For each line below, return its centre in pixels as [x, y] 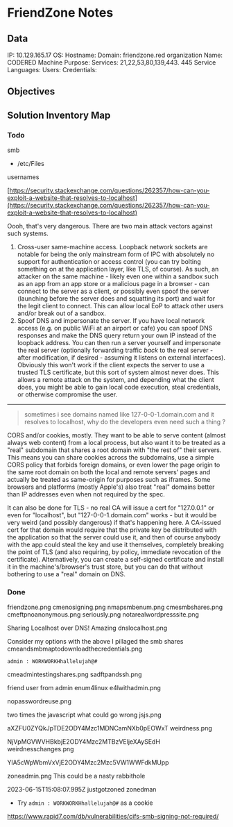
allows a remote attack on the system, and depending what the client [116, 380]
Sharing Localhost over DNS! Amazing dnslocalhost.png [87, 628]
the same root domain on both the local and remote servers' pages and [109, 472]
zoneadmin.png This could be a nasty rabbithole [76, 776]
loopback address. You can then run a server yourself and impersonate [119, 343]
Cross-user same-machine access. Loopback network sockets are [112, 247]
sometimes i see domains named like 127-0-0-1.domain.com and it [119, 415]
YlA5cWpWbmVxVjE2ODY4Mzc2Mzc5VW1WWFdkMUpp [88, 762]
